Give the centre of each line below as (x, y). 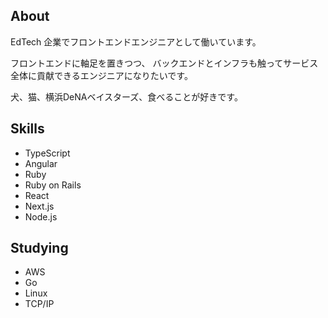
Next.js (39, 206)
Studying (39, 248)
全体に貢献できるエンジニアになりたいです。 (101, 75)
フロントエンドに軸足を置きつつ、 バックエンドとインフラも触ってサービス (164, 63)
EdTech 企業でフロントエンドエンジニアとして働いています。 (136, 41)
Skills (27, 129)
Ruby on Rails (53, 185)
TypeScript (47, 153)
